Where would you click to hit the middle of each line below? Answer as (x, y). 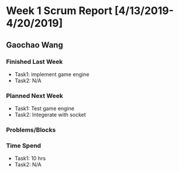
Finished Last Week (35, 62)
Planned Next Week (35, 96)
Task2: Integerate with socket (50, 115)
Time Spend (24, 146)
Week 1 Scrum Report (59, 11)
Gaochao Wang (35, 45)
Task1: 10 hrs (30, 158)
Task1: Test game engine (44, 108)
